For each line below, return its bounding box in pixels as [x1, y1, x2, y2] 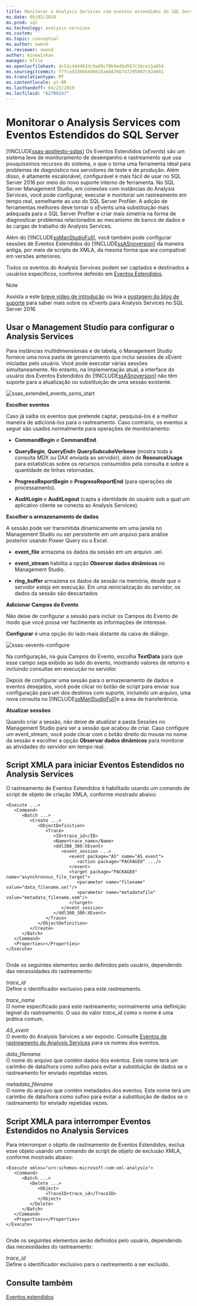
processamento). [14, 484, 56, 491]
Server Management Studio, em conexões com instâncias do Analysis [6, 185, 175, 192]
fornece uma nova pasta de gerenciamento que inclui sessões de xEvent [6, 353, 182, 360]
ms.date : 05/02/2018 [6, 14, 57, 20]
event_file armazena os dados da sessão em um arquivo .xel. [14, 548, 163, 555]
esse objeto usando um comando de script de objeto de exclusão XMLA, [6, 1148, 182, 1155]
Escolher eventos [6, 401, 50, 408]
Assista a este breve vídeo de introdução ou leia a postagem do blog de [6, 293, 180, 300]
